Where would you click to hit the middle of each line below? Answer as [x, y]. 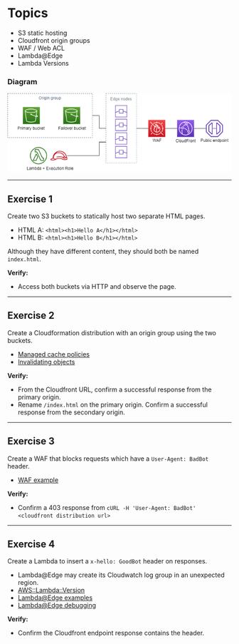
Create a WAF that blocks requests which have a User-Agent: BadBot [108, 459]
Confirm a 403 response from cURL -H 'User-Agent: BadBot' [107, 507]
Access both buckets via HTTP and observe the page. [97, 286]
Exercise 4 [31, 544]
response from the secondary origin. [71, 412]
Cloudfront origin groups [54, 40]
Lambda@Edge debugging [57, 605]
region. [28, 583]
